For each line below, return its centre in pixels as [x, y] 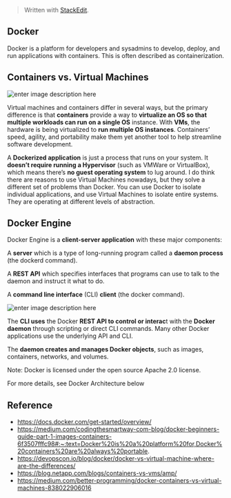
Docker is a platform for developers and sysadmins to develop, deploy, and [114, 48]
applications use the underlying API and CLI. [70, 336]
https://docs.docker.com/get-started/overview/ [84, 422]
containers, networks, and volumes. [58, 357]
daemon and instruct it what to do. [56, 281]
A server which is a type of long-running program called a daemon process [115, 253]
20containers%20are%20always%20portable [82, 451]
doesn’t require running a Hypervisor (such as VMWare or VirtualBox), [109, 164]
